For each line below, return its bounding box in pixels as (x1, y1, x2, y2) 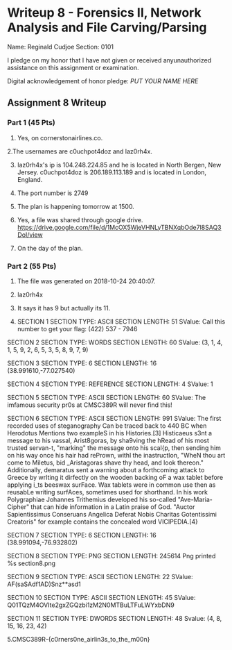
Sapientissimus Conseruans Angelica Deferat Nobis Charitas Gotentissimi (7, 510, 217, 518)
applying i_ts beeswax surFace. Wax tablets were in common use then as (7, 481, 216, 489)
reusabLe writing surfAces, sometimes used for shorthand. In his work (7, 487, 208, 496)
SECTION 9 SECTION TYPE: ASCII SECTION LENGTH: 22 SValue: (7, 572, 193, 581)
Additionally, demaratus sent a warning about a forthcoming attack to (7, 465, 205, 474)
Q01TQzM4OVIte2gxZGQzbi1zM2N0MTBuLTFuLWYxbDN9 (7, 601, 175, 609)
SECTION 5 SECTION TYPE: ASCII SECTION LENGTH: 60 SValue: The (7, 393, 206, 401)
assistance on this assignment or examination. (7, 63, 139, 72)
